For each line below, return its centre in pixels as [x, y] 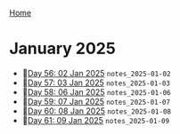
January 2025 [62, 49]
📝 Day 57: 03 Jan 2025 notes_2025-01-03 [96, 83]
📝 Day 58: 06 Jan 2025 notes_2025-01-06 [96, 91]
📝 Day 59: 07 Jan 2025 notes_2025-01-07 [96, 101]
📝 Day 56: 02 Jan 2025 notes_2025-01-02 [96, 73]
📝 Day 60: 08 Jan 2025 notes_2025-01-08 [97, 111]
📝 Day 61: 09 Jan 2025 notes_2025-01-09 [96, 120]
